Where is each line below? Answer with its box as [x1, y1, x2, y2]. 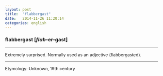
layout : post [5, 7, 32, 12]
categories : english [5, 20, 47, 25]
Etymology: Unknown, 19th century [5, 65, 75, 71]
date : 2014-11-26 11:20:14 [5, 16, 64, 21]
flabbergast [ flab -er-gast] [5, 37, 68, 43]
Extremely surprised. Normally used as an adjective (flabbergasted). [5, 51, 142, 58]
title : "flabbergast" [5, 12, 51, 16]
